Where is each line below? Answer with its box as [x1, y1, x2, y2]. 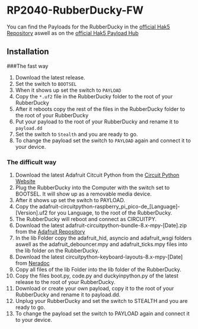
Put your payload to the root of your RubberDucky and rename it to [15, 118, 179, 125]
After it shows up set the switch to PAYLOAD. [15, 197, 125, 204]
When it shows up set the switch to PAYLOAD [15, 87, 122, 94]
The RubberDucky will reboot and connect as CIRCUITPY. [15, 216, 157, 223]
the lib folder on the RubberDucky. [15, 247, 100, 254]
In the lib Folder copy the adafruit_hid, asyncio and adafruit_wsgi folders [15, 235, 192, 242]
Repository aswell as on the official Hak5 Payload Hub [7, 29, 139, 36]
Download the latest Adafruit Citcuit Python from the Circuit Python [15, 171, 180, 178]
